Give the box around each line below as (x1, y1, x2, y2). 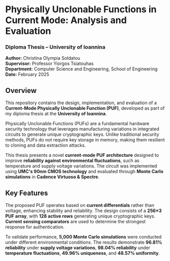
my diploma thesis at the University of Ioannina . (5, 111, 107, 117)
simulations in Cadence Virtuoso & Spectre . (5, 174, 100, 180)
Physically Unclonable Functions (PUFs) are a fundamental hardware (5, 121, 150, 127)
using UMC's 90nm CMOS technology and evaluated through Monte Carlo (5, 169, 164, 175)
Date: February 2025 (5, 72, 49, 78)
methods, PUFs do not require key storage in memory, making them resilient (5, 137, 165, 143)
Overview (5, 86, 37, 95)
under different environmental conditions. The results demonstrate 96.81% (5, 239, 162, 246)
